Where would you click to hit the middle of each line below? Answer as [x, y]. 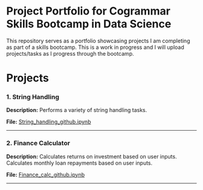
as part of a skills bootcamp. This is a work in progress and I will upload [95, 47]
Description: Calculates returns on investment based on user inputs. [92, 156]
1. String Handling [33, 97]
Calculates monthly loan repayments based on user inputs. [79, 163]
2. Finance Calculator [38, 143]
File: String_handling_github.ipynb [49, 122]
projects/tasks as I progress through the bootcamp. [70, 53]
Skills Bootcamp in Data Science [89, 24]
